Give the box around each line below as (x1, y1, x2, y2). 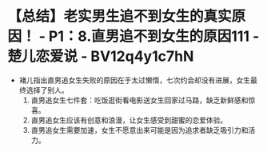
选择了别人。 (26, 85, 69, 94)
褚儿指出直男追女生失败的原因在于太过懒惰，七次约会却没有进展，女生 (18, 75, 251, 85)
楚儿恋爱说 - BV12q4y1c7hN (7, 47, 194, 66)
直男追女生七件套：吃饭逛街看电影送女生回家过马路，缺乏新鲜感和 (30, 95, 249, 105)
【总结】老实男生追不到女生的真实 (7, 7, 233, 26)
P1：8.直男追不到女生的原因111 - (48, 27, 260, 46)
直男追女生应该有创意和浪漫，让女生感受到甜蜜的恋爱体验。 (30, 115, 228, 125)
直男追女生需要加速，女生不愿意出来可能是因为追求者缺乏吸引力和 (30, 125, 249, 134)
